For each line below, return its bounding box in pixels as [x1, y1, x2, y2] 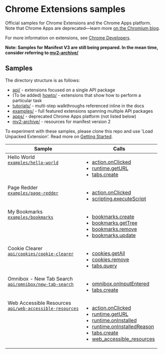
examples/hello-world [7, 160, 58, 165]
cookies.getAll [92, 250, 125, 257]
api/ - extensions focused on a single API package [12, 87, 115, 93]
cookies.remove [92, 256, 129, 263]
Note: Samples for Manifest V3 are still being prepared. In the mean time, [5, 44, 159, 50]
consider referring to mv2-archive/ [5, 50, 79, 56]
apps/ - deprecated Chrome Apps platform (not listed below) [12, 113, 136, 119]
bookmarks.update [92, 232, 136, 239]
